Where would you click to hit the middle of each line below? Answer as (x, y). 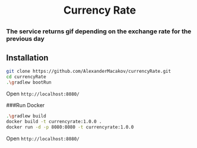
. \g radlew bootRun (29, 83)
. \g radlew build (26, 116)
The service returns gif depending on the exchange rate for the (99, 31)
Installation (27, 58)
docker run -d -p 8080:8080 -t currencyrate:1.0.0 (70, 127)
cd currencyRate (26, 77)
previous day (25, 38)
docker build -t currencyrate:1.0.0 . (54, 121)
